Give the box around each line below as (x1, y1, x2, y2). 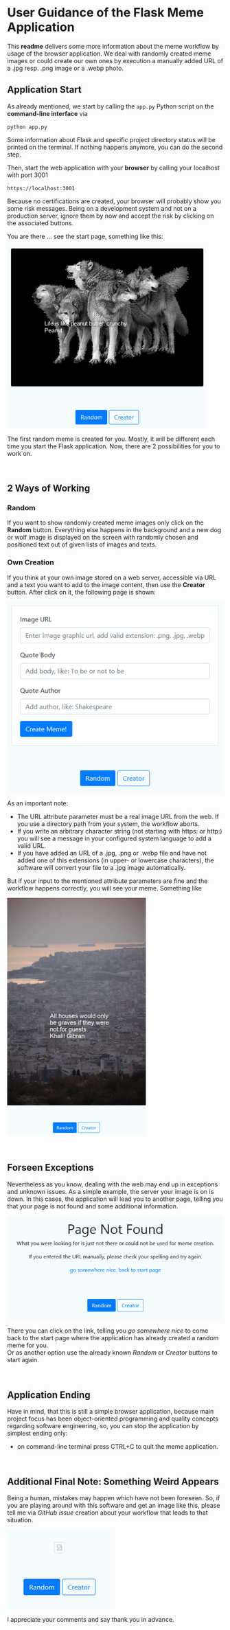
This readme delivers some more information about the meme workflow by (7, 42, 220, 50)
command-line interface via (7, 109, 88, 117)
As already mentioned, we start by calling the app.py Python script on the (7, 102, 214, 111)
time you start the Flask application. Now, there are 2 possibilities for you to (7, 441, 220, 450)
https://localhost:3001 (7, 185, 76, 192)
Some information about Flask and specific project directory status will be (7, 135, 216, 144)
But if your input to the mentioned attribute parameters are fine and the (7, 877, 208, 885)
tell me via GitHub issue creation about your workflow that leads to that (7, 1508, 208, 1517)
